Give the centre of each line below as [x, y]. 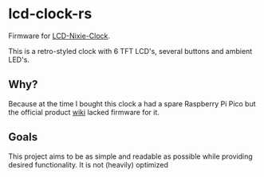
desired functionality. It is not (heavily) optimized [89, 164]
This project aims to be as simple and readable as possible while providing [130, 156]
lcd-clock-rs [50, 14]
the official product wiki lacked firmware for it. [84, 112]
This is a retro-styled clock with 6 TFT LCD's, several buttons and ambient [130, 51]
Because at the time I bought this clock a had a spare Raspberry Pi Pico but [132, 103]
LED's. [19, 60]
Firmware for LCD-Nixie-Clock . [59, 36]
